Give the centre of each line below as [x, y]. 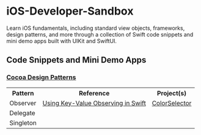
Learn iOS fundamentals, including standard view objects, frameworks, [96, 28]
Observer [23, 103]
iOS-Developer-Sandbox [70, 11]
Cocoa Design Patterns [41, 77]
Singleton [23, 123]
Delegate [22, 112]
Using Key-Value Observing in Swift [94, 103]
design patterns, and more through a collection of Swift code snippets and [100, 34]
